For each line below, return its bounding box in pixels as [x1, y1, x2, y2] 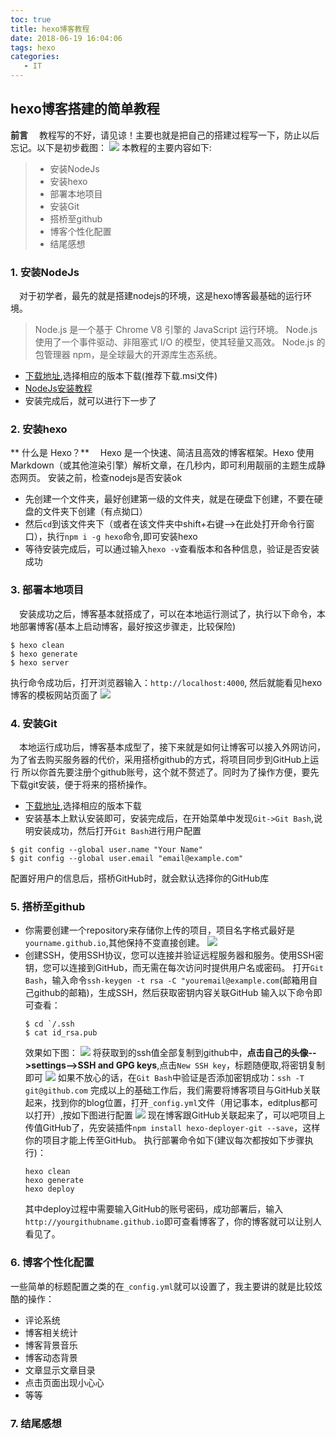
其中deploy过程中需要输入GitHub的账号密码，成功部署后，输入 [24, 1203, 284, 1215]
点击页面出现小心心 [24, 1376, 105, 1388]
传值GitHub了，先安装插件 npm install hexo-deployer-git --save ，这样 [24, 1122, 321, 1134]
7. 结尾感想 [10, 1416, 62, 1430]
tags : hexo [10, 42, 56, 53]
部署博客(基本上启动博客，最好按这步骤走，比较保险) [18, 620, 237, 632]
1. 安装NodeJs [10, 265, 80, 279]
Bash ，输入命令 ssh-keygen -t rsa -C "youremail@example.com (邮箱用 [24, 974, 310, 986]
